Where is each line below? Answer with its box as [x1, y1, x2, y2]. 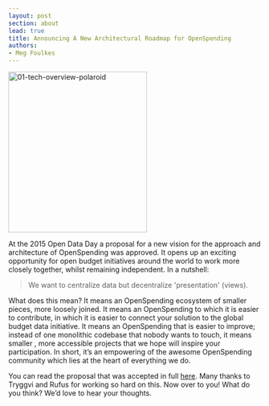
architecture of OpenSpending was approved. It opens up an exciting [8, 248, 237, 257]
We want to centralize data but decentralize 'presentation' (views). [27, 281, 249, 289]
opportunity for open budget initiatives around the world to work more [8, 256, 240, 265]
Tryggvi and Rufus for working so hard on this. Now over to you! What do [8, 379, 251, 389]
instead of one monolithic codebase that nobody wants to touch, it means [8, 330, 252, 339]
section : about [8, 19, 59, 27]
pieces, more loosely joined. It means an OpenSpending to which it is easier [8, 305, 259, 314]
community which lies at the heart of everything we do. [8, 355, 191, 365]
